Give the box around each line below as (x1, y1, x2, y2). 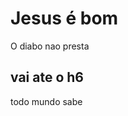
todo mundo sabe (10, 95, 83, 107)
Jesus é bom (10, 7, 119, 30)
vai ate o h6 (10, 69, 84, 86)
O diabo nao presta (10, 40, 90, 52)
